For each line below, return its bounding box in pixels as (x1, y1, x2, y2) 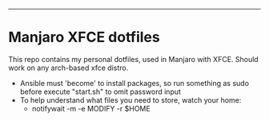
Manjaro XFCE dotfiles (8, 29, 160, 46)
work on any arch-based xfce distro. (8, 63, 129, 72)
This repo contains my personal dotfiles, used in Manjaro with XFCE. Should (8, 54, 259, 64)
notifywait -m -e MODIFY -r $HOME (31, 103, 151, 113)
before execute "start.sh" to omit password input (19, 87, 182, 96)
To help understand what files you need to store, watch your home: (19, 95, 242, 104)
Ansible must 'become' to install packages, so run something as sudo (19, 78, 250, 88)
